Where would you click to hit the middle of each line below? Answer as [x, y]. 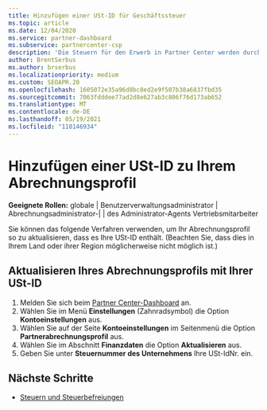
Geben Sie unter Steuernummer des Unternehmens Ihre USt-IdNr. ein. [136, 353]
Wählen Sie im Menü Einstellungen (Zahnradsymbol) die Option [124, 310]
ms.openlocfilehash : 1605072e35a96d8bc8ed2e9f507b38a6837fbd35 [115, 90]
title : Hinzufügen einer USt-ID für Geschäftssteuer [97, 16]
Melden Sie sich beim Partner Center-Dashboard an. [105, 303]
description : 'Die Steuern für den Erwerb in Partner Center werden [124, 53]
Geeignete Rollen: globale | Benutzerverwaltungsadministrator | [113, 205]
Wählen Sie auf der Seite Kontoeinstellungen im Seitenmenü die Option [137, 328]
